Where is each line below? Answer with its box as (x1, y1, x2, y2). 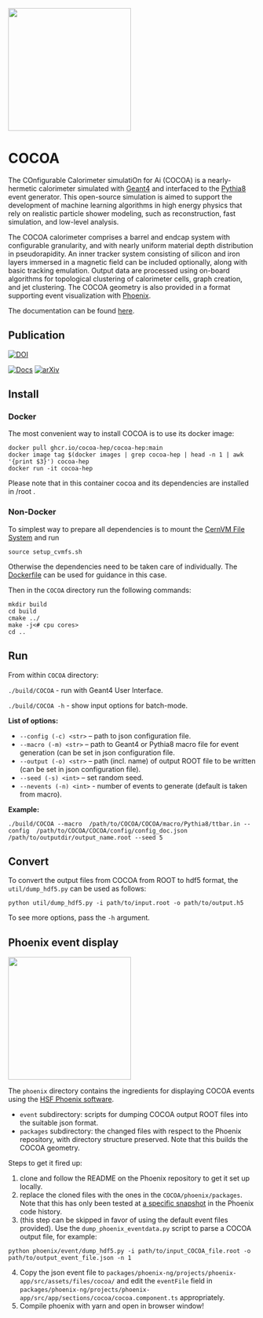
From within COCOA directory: (8, 670, 99, 679)
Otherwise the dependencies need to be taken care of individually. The (8, 562, 238, 571)
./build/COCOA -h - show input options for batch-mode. (8, 701, 188, 710)
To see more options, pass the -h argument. (8, 913, 151, 922)
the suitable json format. (19, 1118, 99, 1128)
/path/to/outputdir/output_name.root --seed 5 (8, 833, 163, 841)
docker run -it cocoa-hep (8, 465, 93, 473)
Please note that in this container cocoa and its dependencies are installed (8, 478, 250, 488)
